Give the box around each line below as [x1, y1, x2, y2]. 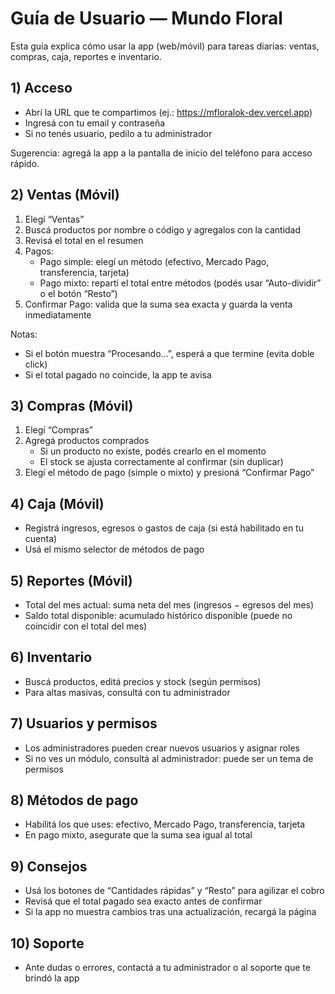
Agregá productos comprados [24, 435, 150, 447]
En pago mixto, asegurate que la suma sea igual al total [24, 829, 253, 841]
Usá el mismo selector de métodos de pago [24, 543, 205, 556]
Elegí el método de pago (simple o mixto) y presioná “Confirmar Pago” [24, 467, 315, 479]
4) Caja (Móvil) [10, 495, 105, 512]
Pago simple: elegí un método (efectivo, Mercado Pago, [39, 255, 270, 267]
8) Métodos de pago [10, 792, 139, 809]
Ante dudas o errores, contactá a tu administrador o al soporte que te [24, 962, 311, 974]
